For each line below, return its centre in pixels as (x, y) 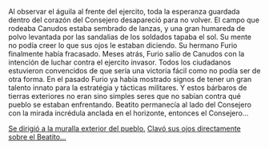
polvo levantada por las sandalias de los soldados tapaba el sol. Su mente (130, 37)
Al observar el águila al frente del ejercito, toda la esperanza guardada (124, 12)
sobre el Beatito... (37, 137)
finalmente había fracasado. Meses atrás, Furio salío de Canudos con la (126, 54)
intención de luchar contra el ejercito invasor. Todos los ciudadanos (120, 62)
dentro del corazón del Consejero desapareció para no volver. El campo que (134, 20)
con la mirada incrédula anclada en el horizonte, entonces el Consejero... (128, 113)
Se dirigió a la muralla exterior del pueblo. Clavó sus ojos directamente (125, 128)
